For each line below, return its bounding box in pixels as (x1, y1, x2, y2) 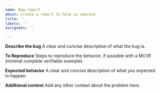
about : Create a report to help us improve (5, 12, 96, 17)
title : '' (5, 16, 26, 21)
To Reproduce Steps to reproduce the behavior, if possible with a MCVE (5, 53, 152, 59)
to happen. (5, 73, 27, 79)
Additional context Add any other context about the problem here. (5, 82, 140, 89)
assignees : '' (5, 26, 34, 31)
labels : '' (5, 21, 28, 26)
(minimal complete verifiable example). (5, 58, 84, 64)
